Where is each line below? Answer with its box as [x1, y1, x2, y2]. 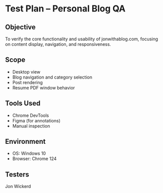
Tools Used [5, 99, 41, 107]
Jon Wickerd [5, 184, 31, 190]
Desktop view [12, 69, 41, 75]
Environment [5, 137, 46, 146]
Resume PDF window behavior [12, 85, 75, 91]
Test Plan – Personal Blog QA [5, 3, 126, 14]
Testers [5, 170, 29, 179]
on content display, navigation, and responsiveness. [5, 41, 111, 47]
